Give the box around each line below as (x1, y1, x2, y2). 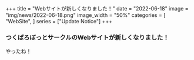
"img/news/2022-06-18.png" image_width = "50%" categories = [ (5, 12, 166, 19)
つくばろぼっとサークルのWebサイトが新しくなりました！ (5, 33, 169, 41)
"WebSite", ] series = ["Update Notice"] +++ (5, 18, 113, 24)
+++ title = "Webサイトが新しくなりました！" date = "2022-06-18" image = (5, 5, 189, 12)
